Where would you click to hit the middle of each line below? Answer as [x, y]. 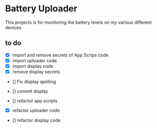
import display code [33, 66]
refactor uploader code [36, 110]
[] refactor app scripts [35, 101]
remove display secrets [36, 72]
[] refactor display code [36, 120]
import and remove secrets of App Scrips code [60, 55]
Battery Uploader [41, 9]
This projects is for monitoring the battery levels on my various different [78, 22]
